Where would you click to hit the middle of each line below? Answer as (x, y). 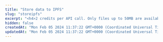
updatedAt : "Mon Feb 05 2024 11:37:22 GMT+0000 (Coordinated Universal (79, 32)
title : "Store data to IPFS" (34, 9)
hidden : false (19, 23)
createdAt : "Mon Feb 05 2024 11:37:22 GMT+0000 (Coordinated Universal (79, 28)
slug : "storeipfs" (24, 14)
